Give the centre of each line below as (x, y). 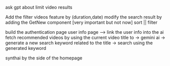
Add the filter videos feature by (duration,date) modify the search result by (84, 17)
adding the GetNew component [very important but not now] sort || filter (81, 22)
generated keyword (26, 48)
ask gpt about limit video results (39, 7)
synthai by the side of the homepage (44, 58)
